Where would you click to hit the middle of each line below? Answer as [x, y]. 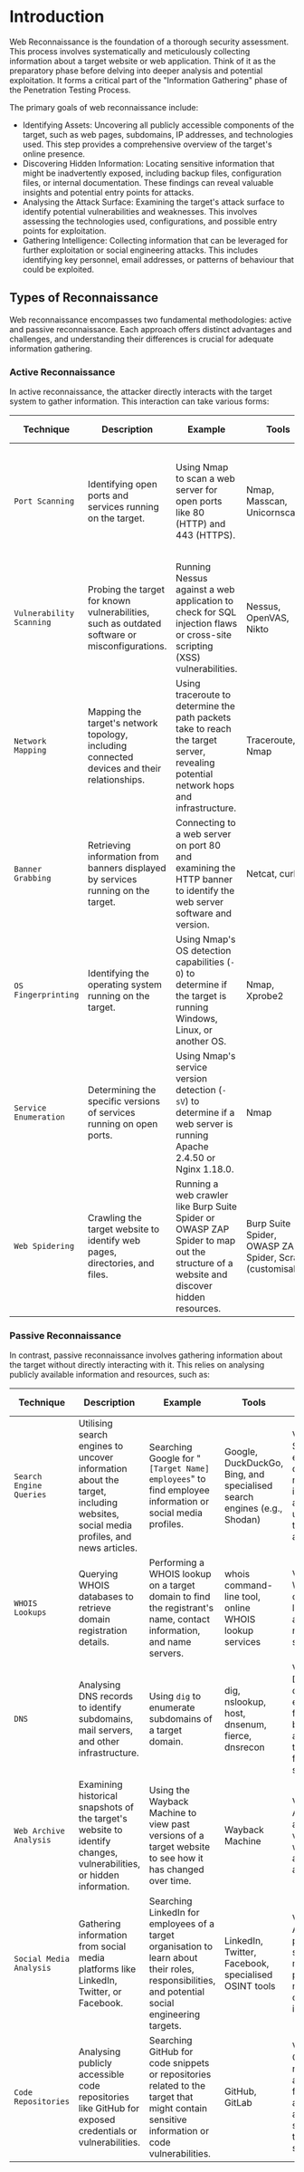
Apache [192, 1147]
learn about [173, 1958]
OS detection [204, 951]
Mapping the [114, 712]
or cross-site [204, 635]
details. [94, 1642]
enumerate [172, 1707]
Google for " [175, 1458]
